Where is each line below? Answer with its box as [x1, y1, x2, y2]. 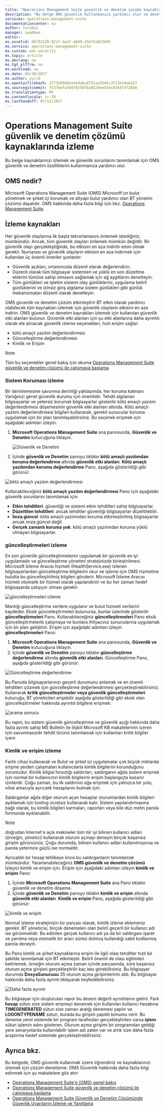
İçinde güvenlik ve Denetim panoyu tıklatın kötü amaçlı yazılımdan [12, 453, 149, 459]
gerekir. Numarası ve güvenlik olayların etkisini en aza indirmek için [5, 249, 141, 254]
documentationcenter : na [5, 21, 56, 26]
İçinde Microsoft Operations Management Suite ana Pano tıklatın [12, 880, 146, 886]
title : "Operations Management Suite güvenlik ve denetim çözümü [5, 7, 141, 12]
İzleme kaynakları [5, 220, 60, 228]
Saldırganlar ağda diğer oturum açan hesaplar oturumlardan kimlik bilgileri [5, 794, 155, 800]
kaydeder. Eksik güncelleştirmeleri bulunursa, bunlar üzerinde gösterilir [5, 609, 149, 614]
